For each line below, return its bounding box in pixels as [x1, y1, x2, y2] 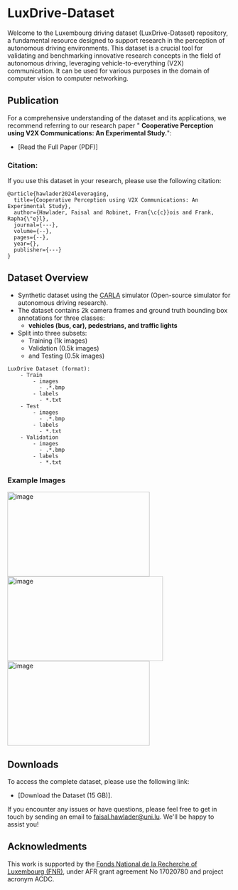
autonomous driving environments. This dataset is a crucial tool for [7, 43, 203, 52]
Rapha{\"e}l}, [7, 215, 50, 222]
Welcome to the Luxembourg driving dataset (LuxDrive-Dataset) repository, [7, 29, 229, 37]
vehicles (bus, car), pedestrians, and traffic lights [28, 321, 178, 329]
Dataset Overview [7, 272, 89, 284]
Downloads [7, 758, 59, 770]
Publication [7, 95, 59, 107]
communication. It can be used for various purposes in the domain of [7, 66, 210, 75]
